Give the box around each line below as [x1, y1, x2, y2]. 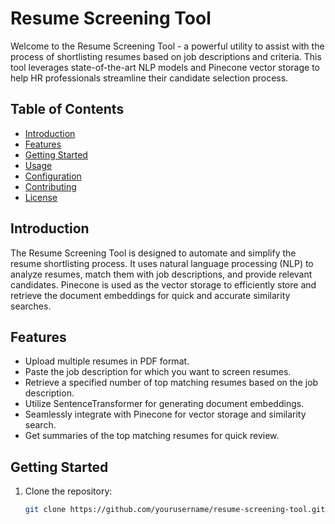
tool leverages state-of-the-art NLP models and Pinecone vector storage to [10, 61, 321, 73]
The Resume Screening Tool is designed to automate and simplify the [10, 247, 297, 259]
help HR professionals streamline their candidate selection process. [10, 72, 289, 84]
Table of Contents [10, 101, 125, 118]
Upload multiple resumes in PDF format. [24, 355, 190, 367]
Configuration [24, 170, 82, 182]
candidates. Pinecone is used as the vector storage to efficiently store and [10, 278, 317, 291]
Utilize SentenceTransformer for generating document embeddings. [24, 398, 305, 410]
